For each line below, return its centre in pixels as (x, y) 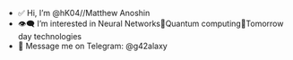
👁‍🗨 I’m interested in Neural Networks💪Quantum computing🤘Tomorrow (151, 23)
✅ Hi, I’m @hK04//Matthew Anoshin (84, 13)
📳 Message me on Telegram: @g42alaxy (92, 46)
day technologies (50, 36)
